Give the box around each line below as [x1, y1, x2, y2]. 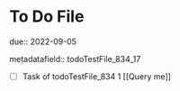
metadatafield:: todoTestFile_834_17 [9, 53, 141, 64]
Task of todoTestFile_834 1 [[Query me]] [22, 70, 171, 82]
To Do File [9, 6, 85, 27]
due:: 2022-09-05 [9, 36, 76, 47]
